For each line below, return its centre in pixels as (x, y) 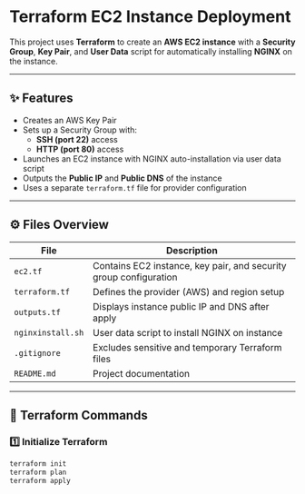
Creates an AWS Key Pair (69, 120)
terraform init (38, 464)
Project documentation (141, 373)
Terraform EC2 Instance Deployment (150, 17)
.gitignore (37, 353)
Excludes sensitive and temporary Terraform (187, 347)
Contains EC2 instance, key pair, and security (190, 265)
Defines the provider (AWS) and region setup (188, 291)
